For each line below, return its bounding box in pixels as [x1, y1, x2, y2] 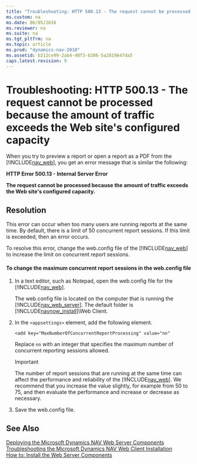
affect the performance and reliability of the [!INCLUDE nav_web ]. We [14, 376, 182, 383]
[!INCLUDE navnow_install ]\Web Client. [14, 307, 108, 315]
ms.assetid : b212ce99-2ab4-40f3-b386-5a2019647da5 [6, 52, 133, 58]
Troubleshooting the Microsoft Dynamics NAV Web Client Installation [6, 445, 172, 452]
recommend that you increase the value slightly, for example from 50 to [14, 382, 188, 389]
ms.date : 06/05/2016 [6, 19, 57, 25]
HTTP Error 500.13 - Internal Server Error [6, 170, 108, 177]
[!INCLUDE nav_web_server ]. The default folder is [14, 301, 133, 309]
